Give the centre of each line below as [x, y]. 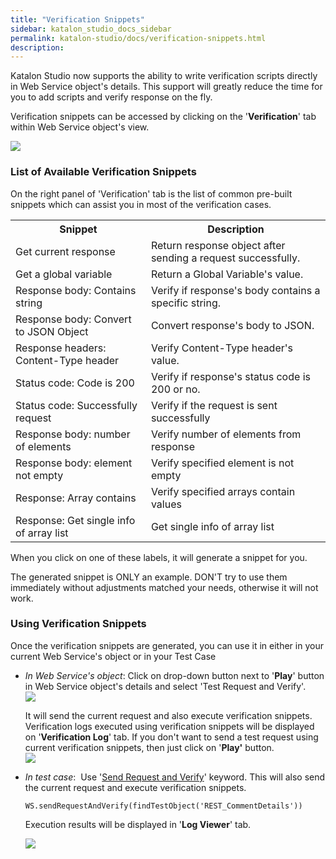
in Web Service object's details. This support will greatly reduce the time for [166, 87]
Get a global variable [64, 274]
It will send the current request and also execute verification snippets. [168, 715]
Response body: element [74, 463]
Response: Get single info [75, 520]
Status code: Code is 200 [75, 383]
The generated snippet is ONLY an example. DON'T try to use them [149, 577]
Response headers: [61, 348]
